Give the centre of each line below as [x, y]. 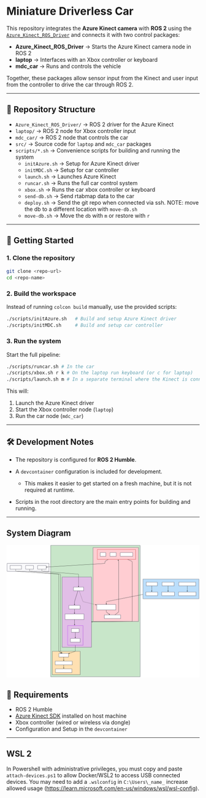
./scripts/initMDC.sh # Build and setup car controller [85, 325]
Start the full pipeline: [33, 354]
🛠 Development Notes [50, 442]
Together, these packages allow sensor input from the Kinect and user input [102, 78]
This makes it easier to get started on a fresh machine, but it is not [108, 483]
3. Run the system [34, 341]
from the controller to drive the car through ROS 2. [70, 85]
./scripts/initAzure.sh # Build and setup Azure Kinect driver [91, 319]
